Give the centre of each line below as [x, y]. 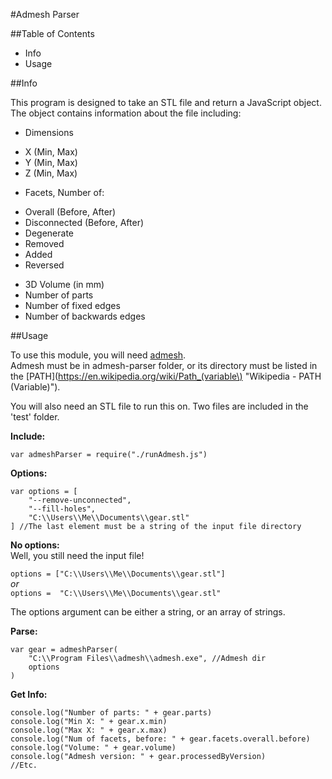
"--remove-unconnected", [80, 500]
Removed [44, 243]
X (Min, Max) [51, 152]
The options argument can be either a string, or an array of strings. [148, 612]
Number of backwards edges [85, 316]
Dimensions [49, 132]
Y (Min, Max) [51, 162]
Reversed [44, 265]
